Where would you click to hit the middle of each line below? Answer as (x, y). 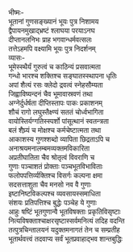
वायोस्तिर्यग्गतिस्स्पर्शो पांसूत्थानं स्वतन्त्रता (59, 121)
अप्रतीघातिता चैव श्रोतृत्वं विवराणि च (52, 157)
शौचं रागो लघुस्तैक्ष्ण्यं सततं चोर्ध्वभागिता (56, 112)
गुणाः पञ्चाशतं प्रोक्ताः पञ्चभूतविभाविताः (56, 166)
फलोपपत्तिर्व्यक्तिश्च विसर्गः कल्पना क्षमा (56, 176)
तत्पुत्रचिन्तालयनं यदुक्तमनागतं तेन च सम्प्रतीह (64, 230)
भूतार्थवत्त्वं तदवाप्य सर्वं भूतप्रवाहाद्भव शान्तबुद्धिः (66, 239)
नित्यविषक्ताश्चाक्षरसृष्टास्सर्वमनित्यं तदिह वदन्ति (66, 221)
